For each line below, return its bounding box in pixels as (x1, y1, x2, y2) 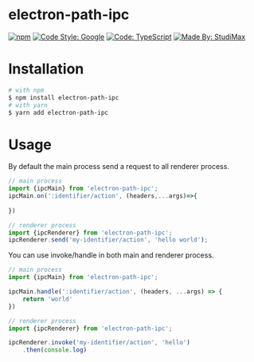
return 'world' (22, 295, 73, 303)
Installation (8, 60, 84, 78)
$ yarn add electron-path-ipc (8, 108, 109, 116)
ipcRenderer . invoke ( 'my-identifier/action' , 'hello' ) (8, 339, 191, 347)
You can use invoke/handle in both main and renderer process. (8, 250, 214, 260)
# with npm (8, 86, 45, 94)
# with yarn (8, 101, 48, 109)
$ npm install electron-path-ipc (8, 93, 119, 101)
